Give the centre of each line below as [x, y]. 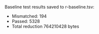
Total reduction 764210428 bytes [45, 26]
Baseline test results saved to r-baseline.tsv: [49, 7]
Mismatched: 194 [29, 16]
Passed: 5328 [26, 21]
